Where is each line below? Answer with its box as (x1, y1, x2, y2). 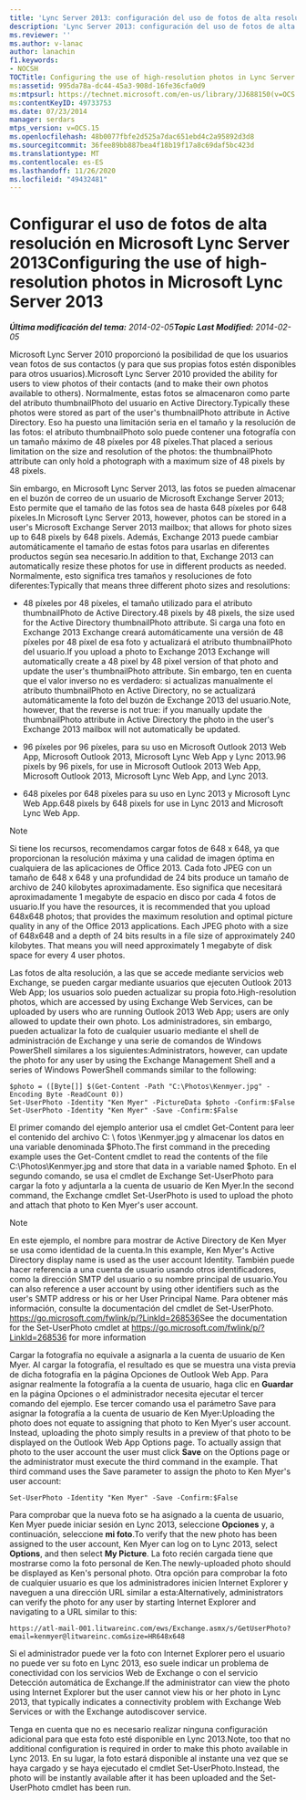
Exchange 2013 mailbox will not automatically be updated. (22, 724, 241, 735)
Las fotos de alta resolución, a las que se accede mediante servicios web (9, 968, 284, 978)
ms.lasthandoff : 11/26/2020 (9, 166, 117, 175)
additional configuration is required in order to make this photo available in (9, 1743, 289, 1754)
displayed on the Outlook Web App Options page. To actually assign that (9, 1437, 281, 1448)
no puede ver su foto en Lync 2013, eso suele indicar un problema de (9, 1658, 270, 1669)
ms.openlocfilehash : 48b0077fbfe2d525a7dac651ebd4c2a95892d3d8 (9, 132, 255, 141)
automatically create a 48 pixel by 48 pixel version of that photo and (22, 656, 279, 667)
